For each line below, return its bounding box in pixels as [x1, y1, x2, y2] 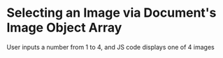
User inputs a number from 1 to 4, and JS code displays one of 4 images [6, 43, 215, 51]
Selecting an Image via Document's [6, 5, 217, 21]
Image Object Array [6, 20, 122, 36]
